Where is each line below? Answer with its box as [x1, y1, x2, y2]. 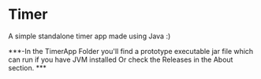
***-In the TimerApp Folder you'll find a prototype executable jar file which [8, 46, 254, 56]
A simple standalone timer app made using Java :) [8, 31, 171, 41]
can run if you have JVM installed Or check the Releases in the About [8, 55, 233, 64]
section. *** [8, 63, 47, 72]
